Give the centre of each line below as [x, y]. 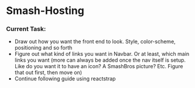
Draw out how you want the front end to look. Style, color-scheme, [95, 41]
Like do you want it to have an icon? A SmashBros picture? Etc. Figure [99, 66]
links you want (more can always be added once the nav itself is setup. [100, 60]
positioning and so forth [43, 48]
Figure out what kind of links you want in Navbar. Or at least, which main [102, 54]
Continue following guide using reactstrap [65, 79]
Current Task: [26, 29]
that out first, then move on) [48, 73]
